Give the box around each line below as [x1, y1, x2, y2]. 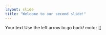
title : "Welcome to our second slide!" [5, 12, 86, 16]
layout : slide [5, 7, 34, 12]
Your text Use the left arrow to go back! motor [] [5, 24, 102, 30]
